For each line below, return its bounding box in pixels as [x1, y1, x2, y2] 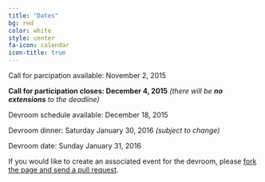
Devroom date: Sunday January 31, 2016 [8, 141, 142, 150]
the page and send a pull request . [8, 165, 119, 174]
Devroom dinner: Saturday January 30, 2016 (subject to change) [8, 125, 220, 135]
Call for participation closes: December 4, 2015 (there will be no [8, 86, 223, 96]
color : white [8, 26, 52, 34]
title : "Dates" [8, 11, 59, 20]
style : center [8, 34, 56, 42]
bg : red [8, 19, 34, 27]
